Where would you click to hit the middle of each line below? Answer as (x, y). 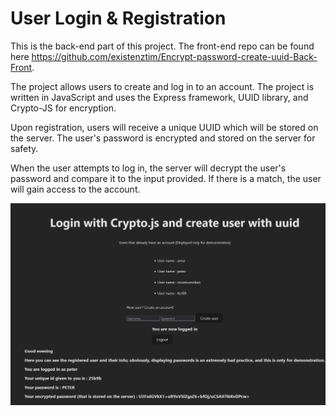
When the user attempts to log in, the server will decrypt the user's (148, 168)
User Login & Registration (118, 18)
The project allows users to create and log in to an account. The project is (162, 86)
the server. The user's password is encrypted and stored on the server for (163, 138)
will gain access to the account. (75, 189)
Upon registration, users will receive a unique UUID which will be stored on (164, 127)
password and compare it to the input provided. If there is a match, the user (166, 178)
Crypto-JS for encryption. (63, 108)
